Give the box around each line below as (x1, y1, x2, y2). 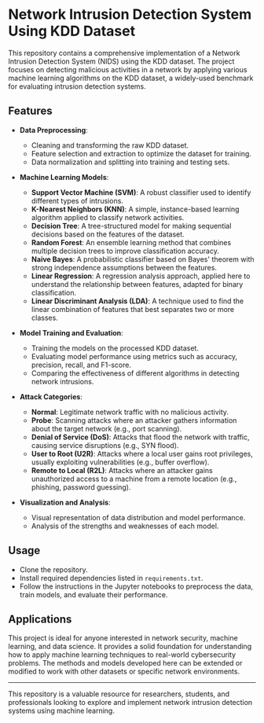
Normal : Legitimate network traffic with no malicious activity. (31, 407, 229, 417)
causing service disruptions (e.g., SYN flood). (31, 440, 179, 450)
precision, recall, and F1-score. (31, 360, 132, 369)
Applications (8, 612, 72, 626)
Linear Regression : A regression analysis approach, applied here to (31, 271, 251, 281)
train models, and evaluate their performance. (19, 589, 168, 599)
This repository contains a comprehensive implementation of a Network (8, 48, 240, 57)
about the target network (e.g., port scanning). (31, 424, 182, 433)
